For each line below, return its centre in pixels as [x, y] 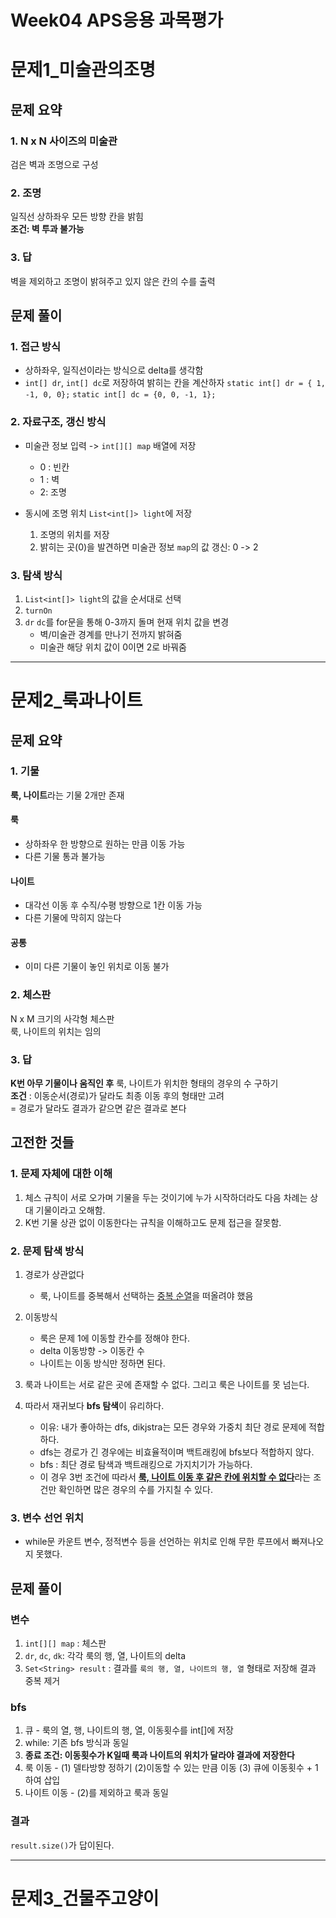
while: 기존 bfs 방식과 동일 [77, 1743]
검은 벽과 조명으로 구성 [54, 165]
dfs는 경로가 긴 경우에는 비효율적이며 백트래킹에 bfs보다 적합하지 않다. [177, 1452]
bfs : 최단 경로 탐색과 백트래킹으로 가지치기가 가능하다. [146, 1464]
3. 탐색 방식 [36, 575]
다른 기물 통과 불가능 [65, 857]
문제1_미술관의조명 [83, 70]
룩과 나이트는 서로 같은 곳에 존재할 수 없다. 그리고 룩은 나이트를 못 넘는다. [167, 1384]
